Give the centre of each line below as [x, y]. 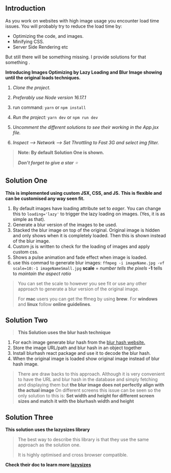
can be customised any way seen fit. [45, 198]
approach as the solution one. [49, 445]
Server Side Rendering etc [40, 47]
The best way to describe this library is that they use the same [83, 440]
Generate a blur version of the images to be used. [65, 224]
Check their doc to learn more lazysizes [48, 465]
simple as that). [29, 219]
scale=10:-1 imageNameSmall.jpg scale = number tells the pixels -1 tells [87, 268]
